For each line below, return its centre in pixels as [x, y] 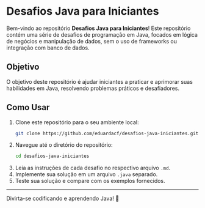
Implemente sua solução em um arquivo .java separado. [86, 174]
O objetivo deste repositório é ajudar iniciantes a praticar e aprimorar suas [100, 81]
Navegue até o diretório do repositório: [64, 145]
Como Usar [28, 107]
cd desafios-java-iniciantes [52, 156]
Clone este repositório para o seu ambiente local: [77, 122]
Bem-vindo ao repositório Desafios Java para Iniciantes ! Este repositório [99, 28]
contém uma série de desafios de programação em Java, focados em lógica [102, 34]
